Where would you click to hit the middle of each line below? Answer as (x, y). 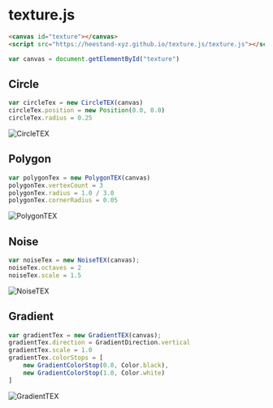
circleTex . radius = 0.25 (50, 118)
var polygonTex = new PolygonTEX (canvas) (80, 178)
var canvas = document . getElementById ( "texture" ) (94, 59)
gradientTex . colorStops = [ (56, 358)
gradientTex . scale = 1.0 (50, 350)
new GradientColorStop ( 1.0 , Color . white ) (94, 373)
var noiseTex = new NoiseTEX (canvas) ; (74, 260)
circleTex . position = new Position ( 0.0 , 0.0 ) (87, 111)
